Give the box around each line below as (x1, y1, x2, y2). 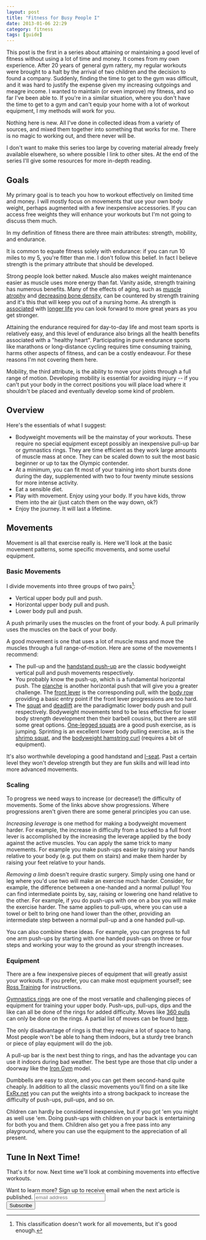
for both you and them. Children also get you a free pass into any (6, 1121, 170, 1128)
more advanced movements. (6, 765, 78, 773)
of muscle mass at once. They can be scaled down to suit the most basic (15, 453, 200, 460)
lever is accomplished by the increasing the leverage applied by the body (6, 832, 191, 840)
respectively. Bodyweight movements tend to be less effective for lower (15, 708, 197, 715)
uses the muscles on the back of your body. (6, 626, 118, 633)
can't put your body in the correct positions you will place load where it (6, 381, 186, 388)
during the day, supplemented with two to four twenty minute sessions (15, 472, 194, 480)
